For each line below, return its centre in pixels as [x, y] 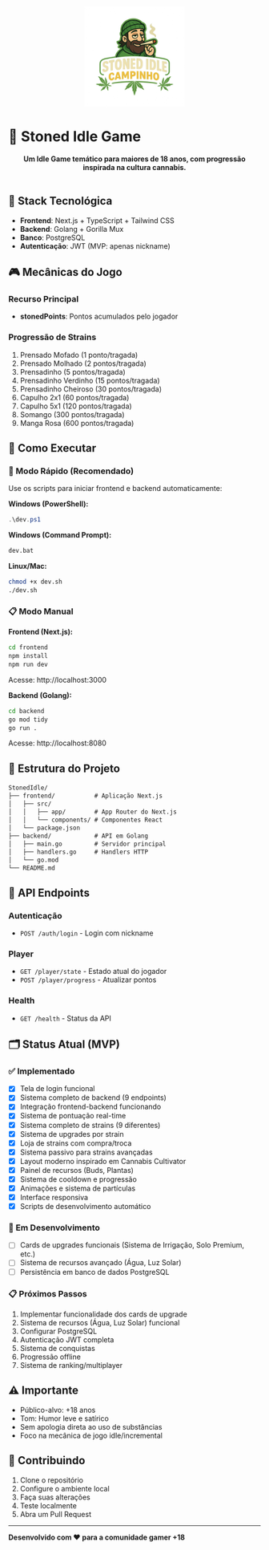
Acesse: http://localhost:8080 [57, 743]
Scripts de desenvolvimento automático [85, 1207]
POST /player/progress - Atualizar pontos [88, 980]
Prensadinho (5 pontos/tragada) [72, 371]
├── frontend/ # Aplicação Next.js [85, 796]
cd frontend [28, 647]
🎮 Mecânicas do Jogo [65, 272]
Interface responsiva [54, 1197]
